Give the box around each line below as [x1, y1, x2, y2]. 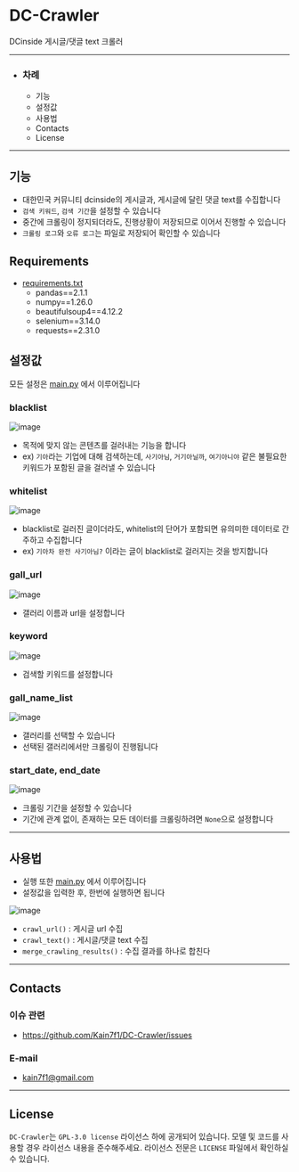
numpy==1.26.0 [35, 296, 93, 307]
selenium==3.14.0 [35, 316, 101, 326]
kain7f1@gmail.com [21, 1072, 94, 1083]
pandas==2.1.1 [35, 287, 88, 298]
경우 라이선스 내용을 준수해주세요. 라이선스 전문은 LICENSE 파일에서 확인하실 [25, 1143, 289, 1153]
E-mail [9, 1052, 38, 1064]
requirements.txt [21, 277, 84, 288]
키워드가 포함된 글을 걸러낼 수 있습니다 [21, 462, 156, 472]
